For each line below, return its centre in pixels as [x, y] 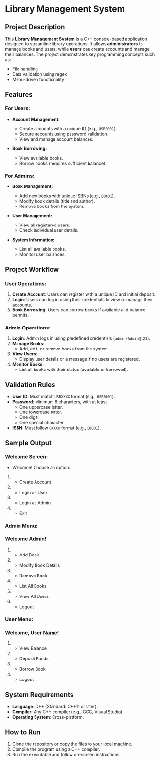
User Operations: [26, 284]
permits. [20, 315]
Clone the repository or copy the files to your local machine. [72, 744]
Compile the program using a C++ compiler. [56, 749]
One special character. [42, 422]
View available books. [41, 158]
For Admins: [20, 176]
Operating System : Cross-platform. [48, 717]
